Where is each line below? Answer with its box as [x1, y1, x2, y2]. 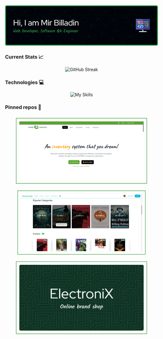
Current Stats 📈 [5, 54, 44, 61]
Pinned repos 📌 [5, 104, 42, 111]
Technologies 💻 [5, 79, 45, 85]
